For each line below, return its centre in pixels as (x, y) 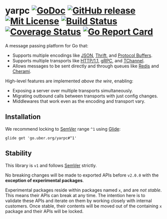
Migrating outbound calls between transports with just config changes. (85, 96)
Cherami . (22, 71)
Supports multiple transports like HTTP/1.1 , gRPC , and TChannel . (79, 60)
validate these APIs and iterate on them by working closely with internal (79, 201)
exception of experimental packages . (45, 180)
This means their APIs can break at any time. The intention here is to (75, 195)
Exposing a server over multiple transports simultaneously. (73, 90)
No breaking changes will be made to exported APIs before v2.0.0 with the (82, 175)
